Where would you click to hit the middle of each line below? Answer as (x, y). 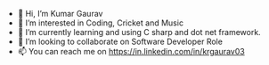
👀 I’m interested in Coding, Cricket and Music (101, 23)
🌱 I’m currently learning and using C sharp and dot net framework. (139, 32)
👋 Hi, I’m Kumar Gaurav (60, 14)
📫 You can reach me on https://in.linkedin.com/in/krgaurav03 (131, 51)
